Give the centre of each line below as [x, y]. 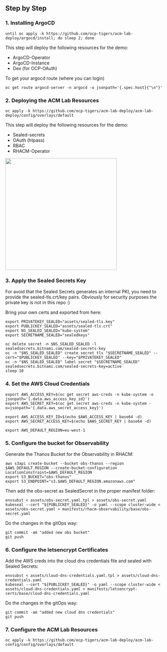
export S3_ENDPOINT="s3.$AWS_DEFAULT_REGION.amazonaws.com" [71, 481]
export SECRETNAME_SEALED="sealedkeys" [48, 335]
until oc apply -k [25, 33]
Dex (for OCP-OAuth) [35, 68]
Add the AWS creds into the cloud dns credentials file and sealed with [78, 561]
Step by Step [26, 8]
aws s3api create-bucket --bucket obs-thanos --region [65, 463]
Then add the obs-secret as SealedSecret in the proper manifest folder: [80, 491]
